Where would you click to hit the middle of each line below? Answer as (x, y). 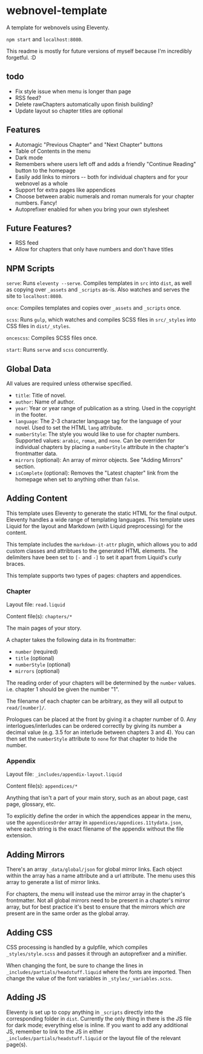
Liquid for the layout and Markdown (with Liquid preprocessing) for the (95, 526)
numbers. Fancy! (36, 203)
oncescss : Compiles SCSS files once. (52, 338)
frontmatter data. (36, 453)
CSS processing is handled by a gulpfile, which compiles (77, 948)
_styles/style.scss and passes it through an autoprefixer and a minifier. (97, 954)
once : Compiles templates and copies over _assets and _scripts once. (94, 308)
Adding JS (26, 998)
